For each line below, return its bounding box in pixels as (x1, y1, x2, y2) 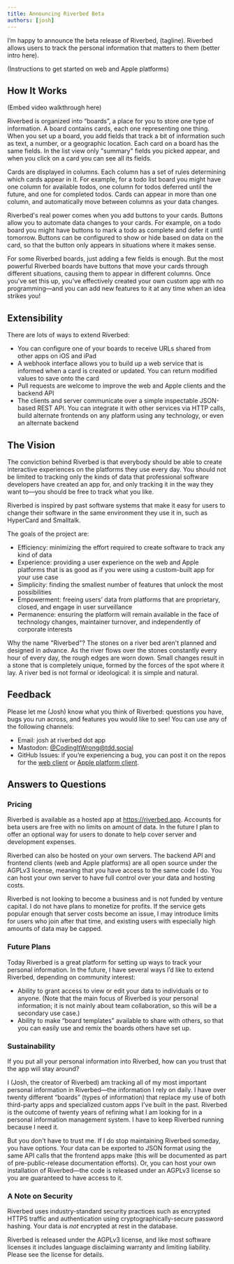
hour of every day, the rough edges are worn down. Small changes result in (7, 653, 225, 662)
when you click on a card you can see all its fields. (7, 154, 152, 163)
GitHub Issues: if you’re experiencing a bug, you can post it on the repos (17, 751, 226, 759)
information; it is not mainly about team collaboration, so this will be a (17, 1001, 217, 1010)
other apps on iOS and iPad (17, 352, 96, 360)
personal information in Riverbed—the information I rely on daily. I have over (7, 1086, 226, 1094)
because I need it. (7, 1123, 59, 1132)
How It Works (7, 85, 68, 97)
